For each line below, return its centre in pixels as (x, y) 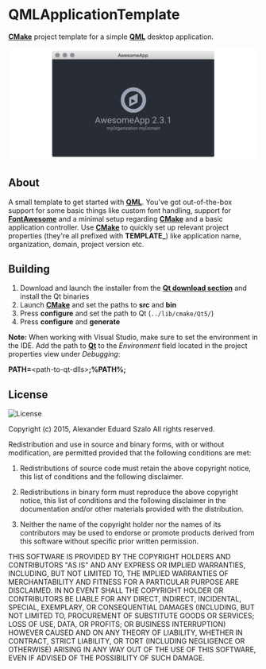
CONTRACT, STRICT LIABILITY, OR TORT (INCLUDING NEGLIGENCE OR (127, 641)
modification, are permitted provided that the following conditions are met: (130, 453)
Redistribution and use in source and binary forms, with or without (116, 445)
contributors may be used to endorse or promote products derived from (137, 533)
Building (29, 269)
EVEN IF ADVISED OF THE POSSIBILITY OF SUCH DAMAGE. (106, 658)
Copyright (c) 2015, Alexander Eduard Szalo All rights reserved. (112, 429)
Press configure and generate (70, 322)
